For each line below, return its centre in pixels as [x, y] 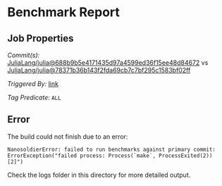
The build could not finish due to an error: [68, 136]
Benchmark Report [63, 12]
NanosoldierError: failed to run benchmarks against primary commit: [112, 149]
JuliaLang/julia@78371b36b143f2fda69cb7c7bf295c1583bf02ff [99, 70]
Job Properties [41, 38]
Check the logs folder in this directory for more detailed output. [99, 175]
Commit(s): [24, 55]
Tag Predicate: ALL [34, 97]
